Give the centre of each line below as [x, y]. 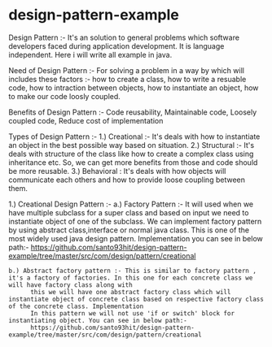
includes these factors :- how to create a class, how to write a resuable [127, 79]
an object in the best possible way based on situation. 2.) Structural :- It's [132, 145]
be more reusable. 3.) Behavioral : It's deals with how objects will [117, 171]
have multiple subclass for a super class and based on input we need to [129, 212]
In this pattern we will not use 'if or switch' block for [132, 313]
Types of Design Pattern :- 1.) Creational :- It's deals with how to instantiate [134, 137]
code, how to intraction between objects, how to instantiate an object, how [134, 88]
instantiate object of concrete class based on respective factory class [136, 299]
